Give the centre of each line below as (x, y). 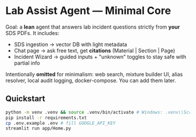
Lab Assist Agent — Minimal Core (88, 11)
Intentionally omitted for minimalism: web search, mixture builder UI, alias (94, 74)
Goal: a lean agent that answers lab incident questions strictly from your (93, 27)
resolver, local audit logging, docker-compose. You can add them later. (91, 80)
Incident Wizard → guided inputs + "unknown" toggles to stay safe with (100, 57)
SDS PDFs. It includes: (32, 33)
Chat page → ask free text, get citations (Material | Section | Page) (94, 50)
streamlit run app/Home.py (38, 129)
